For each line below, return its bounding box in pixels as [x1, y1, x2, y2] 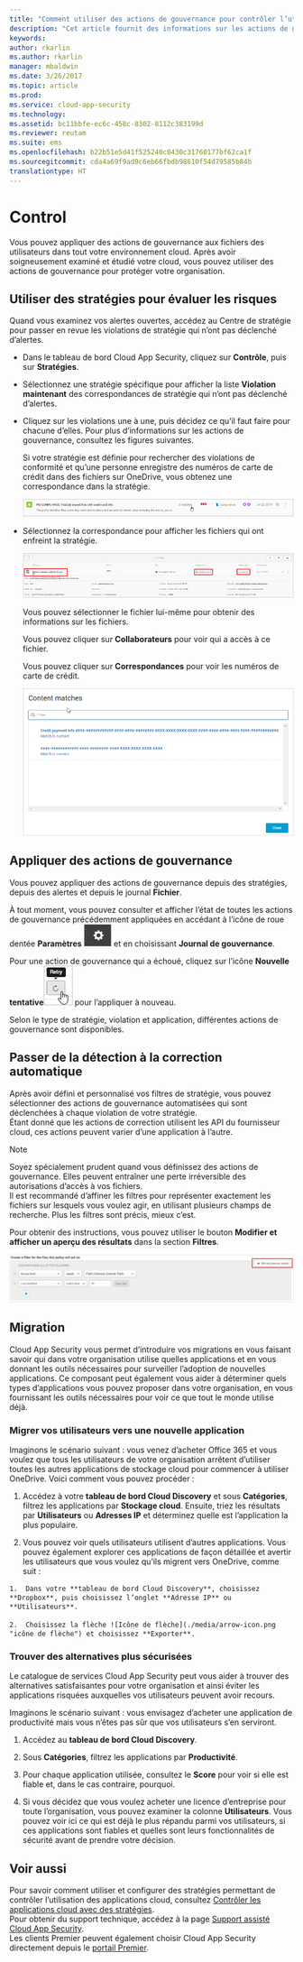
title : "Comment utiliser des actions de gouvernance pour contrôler [9, 14, 277, 23]
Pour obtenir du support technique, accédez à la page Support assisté [9, 1913, 271, 1925]
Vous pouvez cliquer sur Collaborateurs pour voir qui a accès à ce [22, 634, 271, 645]
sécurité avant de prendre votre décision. [22, 1835, 176, 1846]
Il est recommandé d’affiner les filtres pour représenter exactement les [9, 1190, 271, 1201]
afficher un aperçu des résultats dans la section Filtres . [9, 1236, 219, 1247]
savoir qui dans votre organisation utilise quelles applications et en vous [9, 1353, 277, 1364]
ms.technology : [9, 109, 67, 119]
